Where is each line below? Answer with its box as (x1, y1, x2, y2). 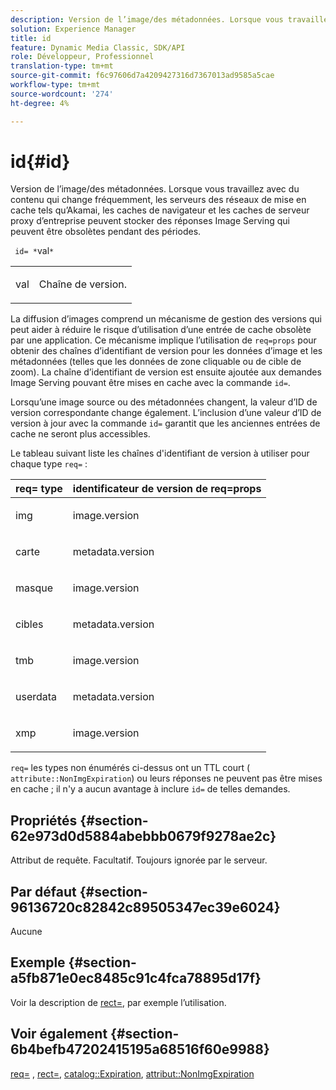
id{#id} (10, 150, 71, 173)
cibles (15, 617, 44, 631)
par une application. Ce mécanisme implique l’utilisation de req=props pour (10, 334, 317, 346)
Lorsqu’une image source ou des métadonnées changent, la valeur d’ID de (10, 396, 318, 408)
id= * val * (14, 245, 55, 257)
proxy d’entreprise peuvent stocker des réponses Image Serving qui (10, 215, 290, 227)
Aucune (10, 926, 43, 938)
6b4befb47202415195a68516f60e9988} (10, 1041, 270, 1058)
